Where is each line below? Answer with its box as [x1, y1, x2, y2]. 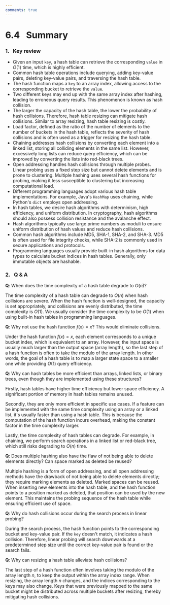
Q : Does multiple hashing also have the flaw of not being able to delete [5, 453, 153, 459]
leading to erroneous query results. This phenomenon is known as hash [12, 97, 163, 103]
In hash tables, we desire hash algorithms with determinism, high [12, 205, 149, 211]
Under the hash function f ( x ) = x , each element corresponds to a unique [5, 333, 156, 340]
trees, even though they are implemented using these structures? [5, 376, 142, 382]
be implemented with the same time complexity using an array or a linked [5, 407, 158, 413]
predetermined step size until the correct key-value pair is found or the [5, 542, 153, 548]
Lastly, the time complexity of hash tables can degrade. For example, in [5, 432, 155, 439]
